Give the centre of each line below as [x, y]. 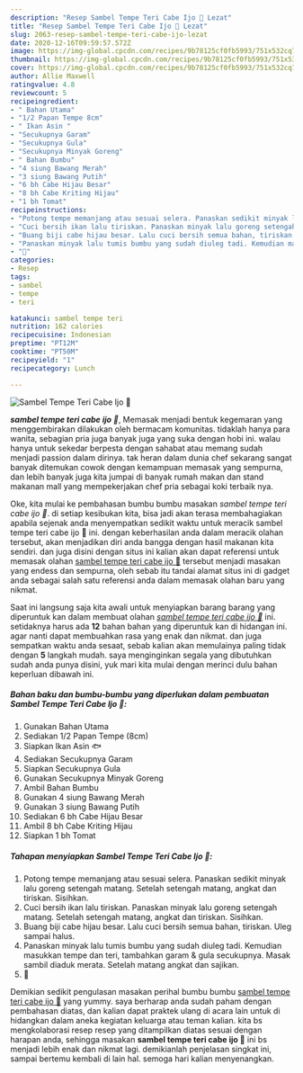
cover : [22, 68]
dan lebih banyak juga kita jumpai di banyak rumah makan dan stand [137, 477]
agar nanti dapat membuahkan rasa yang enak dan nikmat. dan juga [136, 636]
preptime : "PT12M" [45, 344]
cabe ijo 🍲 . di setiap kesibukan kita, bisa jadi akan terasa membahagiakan [146, 513]
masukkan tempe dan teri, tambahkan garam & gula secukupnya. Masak [157, 955]
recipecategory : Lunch [53, 368]
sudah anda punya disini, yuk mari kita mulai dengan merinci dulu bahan [144, 664]
